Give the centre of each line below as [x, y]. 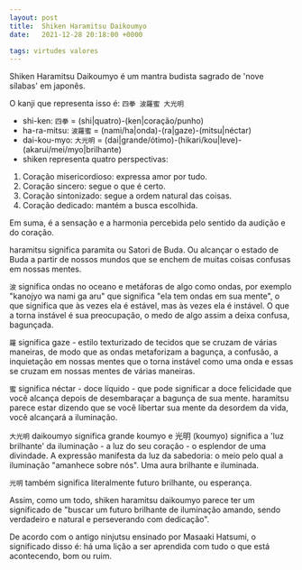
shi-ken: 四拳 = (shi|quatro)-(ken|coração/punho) [113, 121]
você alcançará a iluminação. [64, 418]
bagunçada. [32, 325]
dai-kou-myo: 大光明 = [62, 140]
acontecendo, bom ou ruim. [61, 556]
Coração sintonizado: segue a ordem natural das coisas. [127, 196]
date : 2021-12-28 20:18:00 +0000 [76, 34]
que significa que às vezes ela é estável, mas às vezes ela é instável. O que [150, 306]
